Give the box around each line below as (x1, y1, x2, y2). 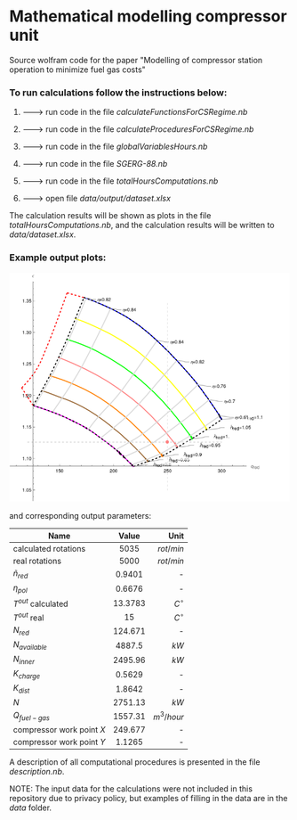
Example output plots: (9, 251, 107, 264)
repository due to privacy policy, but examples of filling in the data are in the (9, 792, 288, 803)
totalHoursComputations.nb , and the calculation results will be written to (9, 220, 275, 231)
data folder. (9, 802, 52, 813)
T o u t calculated (12, 597, 68, 610)
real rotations (12, 555, 62, 567)
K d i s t (12, 683, 30, 696)
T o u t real (12, 611, 44, 623)
